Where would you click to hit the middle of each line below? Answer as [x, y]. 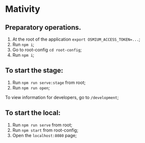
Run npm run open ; [31, 88]
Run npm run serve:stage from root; [49, 82]
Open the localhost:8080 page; [44, 135]
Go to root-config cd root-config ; [47, 50]
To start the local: [33, 113]
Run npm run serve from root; [42, 125]
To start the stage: [34, 71]
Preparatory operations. [43, 27]
